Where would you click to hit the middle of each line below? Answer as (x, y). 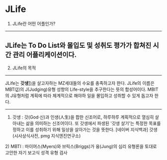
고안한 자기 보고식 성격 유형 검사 (37, 153)
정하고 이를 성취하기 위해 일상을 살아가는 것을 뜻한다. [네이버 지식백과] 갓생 (85, 129)
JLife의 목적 (24, 68)
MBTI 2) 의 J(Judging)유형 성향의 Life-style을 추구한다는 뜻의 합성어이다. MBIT (82, 89)
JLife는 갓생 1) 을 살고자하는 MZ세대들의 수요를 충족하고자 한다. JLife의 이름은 (80, 83)
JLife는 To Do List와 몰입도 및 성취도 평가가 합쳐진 (78, 46)
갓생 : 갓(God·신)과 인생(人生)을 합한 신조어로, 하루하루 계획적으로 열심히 (83, 117)
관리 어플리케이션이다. (45, 55)
